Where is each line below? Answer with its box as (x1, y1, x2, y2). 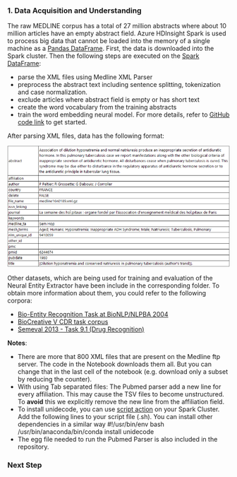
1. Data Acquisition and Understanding (7, 6, 142, 16)
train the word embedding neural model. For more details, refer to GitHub (17, 110, 230, 119)
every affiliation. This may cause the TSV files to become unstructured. (17, 389, 224, 398)
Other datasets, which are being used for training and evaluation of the (7, 273, 213, 282)
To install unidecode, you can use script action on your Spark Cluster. (17, 405, 220, 413)
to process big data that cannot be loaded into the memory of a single (7, 37, 210, 45)
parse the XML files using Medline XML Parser (17, 73, 153, 81)
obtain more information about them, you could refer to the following (7, 288, 207, 297)
